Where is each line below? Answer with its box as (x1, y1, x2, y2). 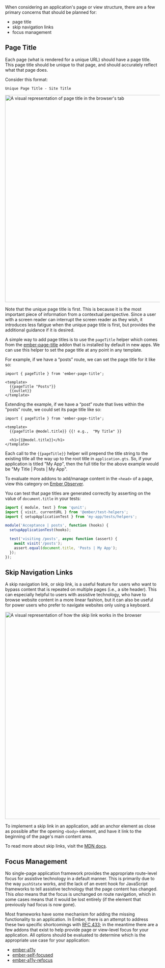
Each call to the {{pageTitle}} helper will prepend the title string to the (5, 450, 148, 456)
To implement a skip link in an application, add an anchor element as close (5, 823, 156, 829)
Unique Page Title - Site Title (5, 86, 71, 91)
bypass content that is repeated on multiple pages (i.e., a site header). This (5, 586, 157, 592)
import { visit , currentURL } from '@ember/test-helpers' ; (5, 509, 129, 515)
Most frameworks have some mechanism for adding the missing (5, 911, 135, 917)
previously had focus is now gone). (5, 902, 76, 908)
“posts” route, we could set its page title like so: (5, 406, 102, 412)
